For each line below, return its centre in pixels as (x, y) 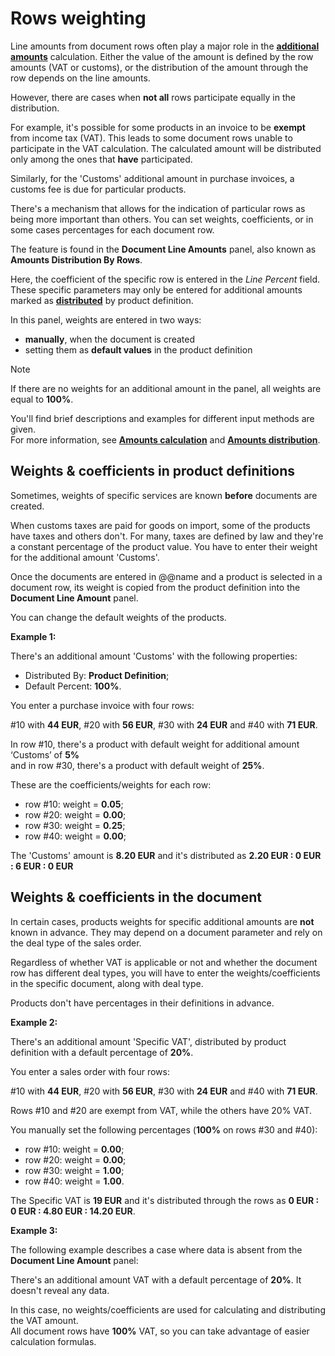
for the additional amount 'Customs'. (85, 557)
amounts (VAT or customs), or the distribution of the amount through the (159, 67)
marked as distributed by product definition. (102, 300)
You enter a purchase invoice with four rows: (102, 705)
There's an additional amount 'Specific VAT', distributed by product (148, 1041)
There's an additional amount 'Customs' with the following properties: (154, 656)
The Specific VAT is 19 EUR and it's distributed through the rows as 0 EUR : (165, 1200)
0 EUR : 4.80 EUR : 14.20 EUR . (73, 1211)
